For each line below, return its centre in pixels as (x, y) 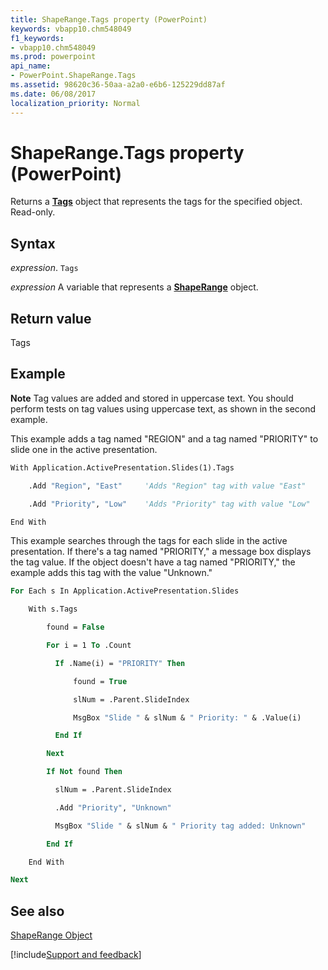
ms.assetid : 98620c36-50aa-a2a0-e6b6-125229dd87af (118, 85)
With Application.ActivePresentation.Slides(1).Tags (122, 467)
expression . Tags (44, 268)
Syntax (33, 243)
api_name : (31, 66)
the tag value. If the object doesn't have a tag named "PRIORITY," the (153, 562)
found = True (100, 681)
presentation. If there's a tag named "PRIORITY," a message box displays (161, 552)
